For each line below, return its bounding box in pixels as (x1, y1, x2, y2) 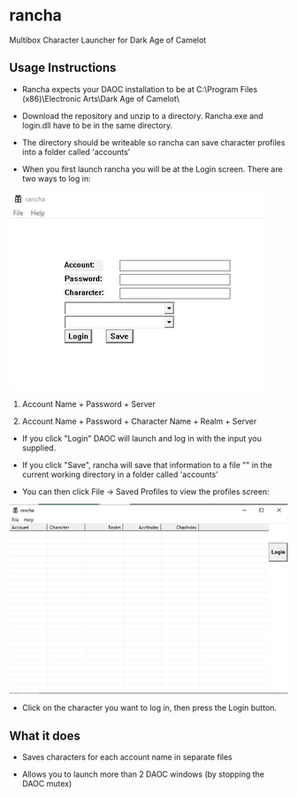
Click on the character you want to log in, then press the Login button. (21, 702, 277, 714)
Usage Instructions (9, 60, 117, 75)
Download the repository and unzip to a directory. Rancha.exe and (21, 110, 263, 121)
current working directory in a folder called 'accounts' (21, 469, 219, 480)
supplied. (21, 442, 57, 453)
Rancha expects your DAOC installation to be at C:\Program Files (21, 83, 258, 94)
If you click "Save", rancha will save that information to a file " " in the (21, 459, 272, 470)
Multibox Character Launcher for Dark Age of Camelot (9, 35, 207, 45)
